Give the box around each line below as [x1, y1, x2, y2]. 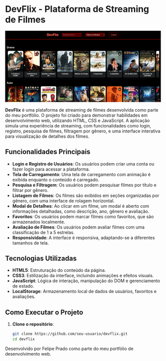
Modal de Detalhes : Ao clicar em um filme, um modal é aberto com [12, 203, 150, 209]
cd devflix [12, 337, 35, 342]
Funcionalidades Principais [5, 148, 90, 156]
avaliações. [12, 294, 36, 300]
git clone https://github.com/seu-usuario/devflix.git [12, 331, 128, 337]
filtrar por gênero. [12, 187, 48, 193]
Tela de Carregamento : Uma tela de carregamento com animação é [12, 171, 151, 177]
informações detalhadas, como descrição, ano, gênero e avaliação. [12, 208, 150, 214]
